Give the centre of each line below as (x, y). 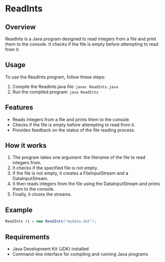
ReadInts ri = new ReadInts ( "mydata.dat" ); (51, 221)
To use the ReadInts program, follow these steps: (55, 77)
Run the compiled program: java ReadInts (55, 92)
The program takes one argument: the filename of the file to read (79, 157)
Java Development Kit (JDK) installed (50, 249)
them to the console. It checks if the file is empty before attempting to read (82, 44)
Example (19, 210)
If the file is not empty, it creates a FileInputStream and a (70, 173)
